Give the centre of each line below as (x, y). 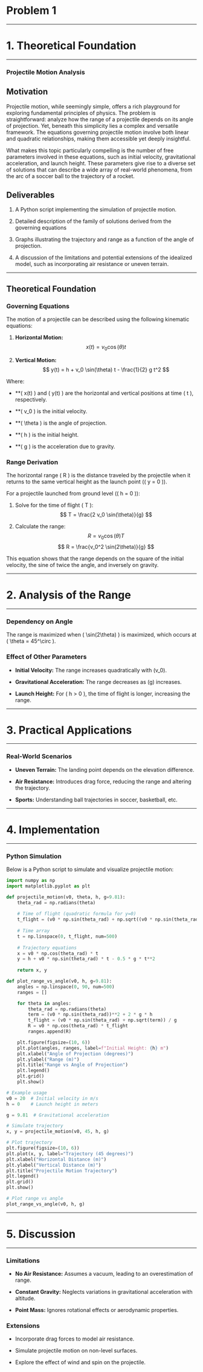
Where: (15, 381)
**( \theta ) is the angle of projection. (61, 423)
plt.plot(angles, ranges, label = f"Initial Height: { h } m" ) (93, 1048)
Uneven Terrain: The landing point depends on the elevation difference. (105, 769)
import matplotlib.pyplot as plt (48, 886)
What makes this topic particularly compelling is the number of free (90, 150)
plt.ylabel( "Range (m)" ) (48, 1059)
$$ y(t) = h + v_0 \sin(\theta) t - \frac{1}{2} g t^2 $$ (106, 370)
